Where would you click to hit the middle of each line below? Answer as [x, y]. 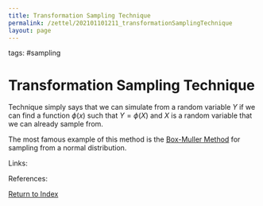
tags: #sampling [35, 53]
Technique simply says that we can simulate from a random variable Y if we [132, 107]
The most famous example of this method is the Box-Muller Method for [124, 139]
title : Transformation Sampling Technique [79, 16]
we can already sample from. [56, 124]
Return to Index [33, 194]
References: [28, 179]
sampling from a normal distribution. [68, 148]
